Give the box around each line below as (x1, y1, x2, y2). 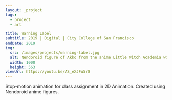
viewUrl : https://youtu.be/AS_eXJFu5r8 (5, 69, 91, 74)
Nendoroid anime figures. (5, 89, 59, 95)
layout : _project (5, 7, 42, 13)
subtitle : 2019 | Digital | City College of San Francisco (5, 36, 134, 41)
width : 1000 (10, 59, 36, 65)
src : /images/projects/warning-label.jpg (10, 50, 100, 55)
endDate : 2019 (5, 41, 36, 46)
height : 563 (10, 65, 36, 70)
